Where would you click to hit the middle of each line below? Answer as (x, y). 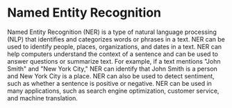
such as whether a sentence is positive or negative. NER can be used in (109, 83)
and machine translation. (43, 98)
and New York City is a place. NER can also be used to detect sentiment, (111, 76)
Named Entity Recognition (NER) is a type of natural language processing (112, 32)
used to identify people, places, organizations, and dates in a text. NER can (115, 46)
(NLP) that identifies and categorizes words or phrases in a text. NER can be (116, 39)
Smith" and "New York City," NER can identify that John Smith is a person (112, 69)
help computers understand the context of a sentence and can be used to (113, 54)
